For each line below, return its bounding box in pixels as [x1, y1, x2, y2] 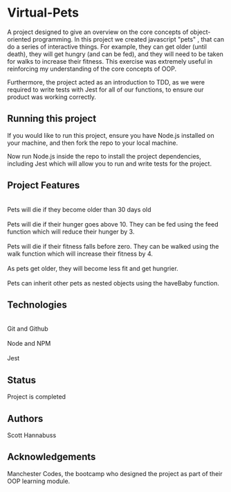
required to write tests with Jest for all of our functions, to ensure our [7, 85, 204, 94]
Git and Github [7, 324, 48, 333]
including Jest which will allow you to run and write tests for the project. [7, 159, 212, 168]
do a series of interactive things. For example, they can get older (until [7, 42, 207, 51]
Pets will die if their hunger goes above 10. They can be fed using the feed [7, 220, 219, 228]
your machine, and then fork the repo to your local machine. [7, 139, 178, 147]
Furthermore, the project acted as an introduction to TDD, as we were [7, 78, 205, 86]
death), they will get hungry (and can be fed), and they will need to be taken [7, 50, 223, 58]
